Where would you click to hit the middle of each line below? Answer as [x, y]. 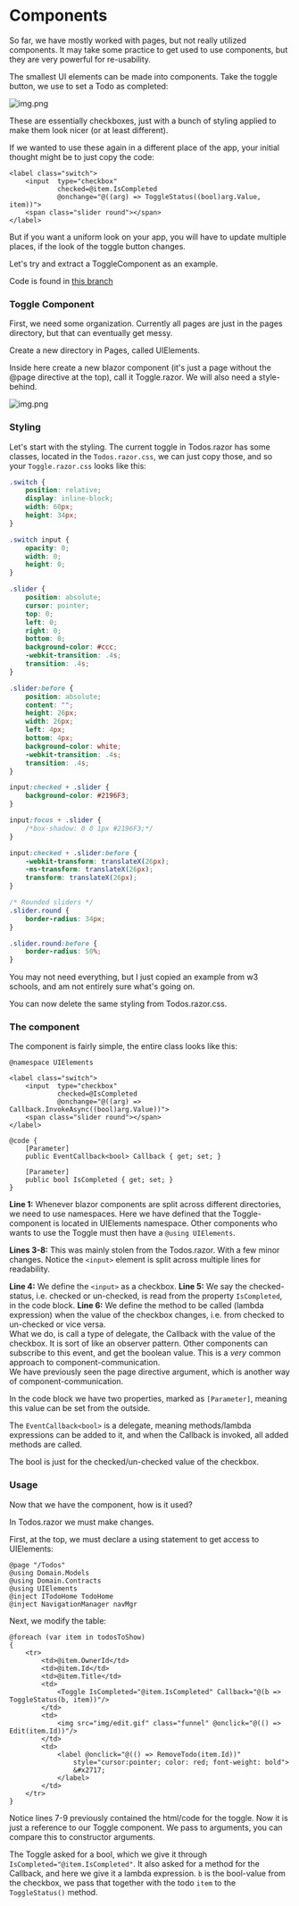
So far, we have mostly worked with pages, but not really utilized [128, 40]
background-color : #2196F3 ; [77, 796]
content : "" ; [50, 705]
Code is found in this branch [61, 281]
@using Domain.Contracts [55, 1581]
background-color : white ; [74, 746]
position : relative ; [63, 491]
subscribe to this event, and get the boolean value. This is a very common [145, 1353]
